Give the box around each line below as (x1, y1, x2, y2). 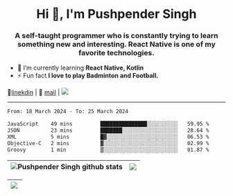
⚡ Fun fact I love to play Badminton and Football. (17, 72, 159, 80)
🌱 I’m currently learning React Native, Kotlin (17, 63, 144, 72)
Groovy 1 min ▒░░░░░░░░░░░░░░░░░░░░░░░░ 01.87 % (7, 146, 209, 153)
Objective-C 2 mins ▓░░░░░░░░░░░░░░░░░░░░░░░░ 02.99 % (7, 139, 209, 147)
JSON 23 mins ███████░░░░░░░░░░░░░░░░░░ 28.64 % (7, 127, 209, 134)
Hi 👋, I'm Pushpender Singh (36, 6, 197, 22)
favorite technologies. (78, 48, 155, 58)
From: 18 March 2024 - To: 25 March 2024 (7, 108, 129, 115)
